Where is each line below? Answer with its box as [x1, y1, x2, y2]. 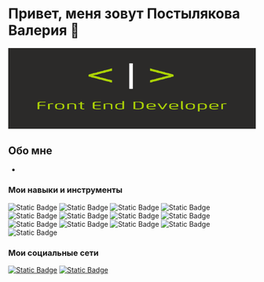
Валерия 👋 [8, 21, 80, 39]
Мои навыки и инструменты [8, 184, 123, 195]
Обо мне [8, 143, 53, 158]
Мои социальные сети [8, 247, 99, 258]
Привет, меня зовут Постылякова [8, 5, 241, 23]
